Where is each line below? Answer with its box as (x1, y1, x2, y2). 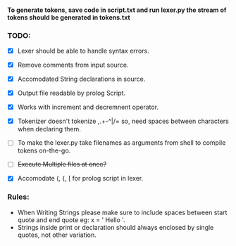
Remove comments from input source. (17, 60, 129, 69)
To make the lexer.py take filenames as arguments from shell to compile (17, 138, 226, 147)
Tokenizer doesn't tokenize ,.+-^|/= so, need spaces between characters (17, 117, 229, 126)
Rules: (7, 192, 30, 202)
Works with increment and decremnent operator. (17, 103, 159, 112)
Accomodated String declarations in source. (17, 75, 146, 84)
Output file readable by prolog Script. (17, 89, 125, 98)
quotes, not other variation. (17, 231, 97, 239)
